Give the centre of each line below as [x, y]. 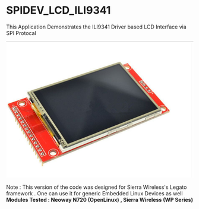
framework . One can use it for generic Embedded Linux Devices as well [94, 193]
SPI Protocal [21, 33]
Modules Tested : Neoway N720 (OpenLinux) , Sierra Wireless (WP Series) [99, 199]
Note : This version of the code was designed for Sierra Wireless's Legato [97, 187]
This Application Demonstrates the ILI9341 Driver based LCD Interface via [96, 27]
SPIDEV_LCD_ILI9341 [59, 10]
